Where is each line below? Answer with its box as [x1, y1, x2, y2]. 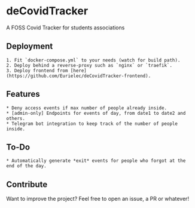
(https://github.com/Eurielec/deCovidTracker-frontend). [6, 73, 151, 79]
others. [6, 115, 26, 121]
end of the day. [6, 163, 47, 169]
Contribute [6, 179, 48, 189]
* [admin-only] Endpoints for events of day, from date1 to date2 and [6, 110, 186, 116]
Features [6, 89, 40, 99]
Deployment [6, 41, 53, 51]
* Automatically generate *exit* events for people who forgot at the [6, 158, 186, 164]
